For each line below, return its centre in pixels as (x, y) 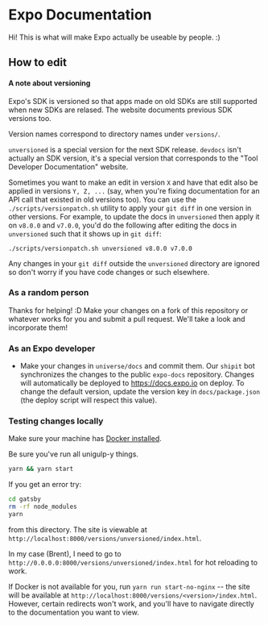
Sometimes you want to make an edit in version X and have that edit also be (133, 182)
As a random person (49, 293)
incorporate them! (38, 327)
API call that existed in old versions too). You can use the (103, 199)
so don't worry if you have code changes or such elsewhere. (109, 272)
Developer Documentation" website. (68, 166)
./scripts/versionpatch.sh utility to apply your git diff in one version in (130, 208)
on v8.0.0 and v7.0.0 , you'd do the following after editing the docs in (123, 225)
